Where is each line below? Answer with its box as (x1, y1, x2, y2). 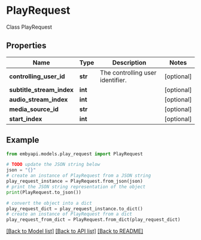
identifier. (99, 76, 127, 84)
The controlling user (99, 68, 157, 76)
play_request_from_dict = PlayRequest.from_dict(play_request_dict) (6, 217, 181, 223)
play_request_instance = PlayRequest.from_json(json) (6, 179, 144, 184)
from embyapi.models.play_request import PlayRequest (6, 150, 144, 157)
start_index (9, 115, 42, 123)
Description (112, 58, 147, 66)
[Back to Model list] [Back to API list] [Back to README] (6, 227, 144, 235)
